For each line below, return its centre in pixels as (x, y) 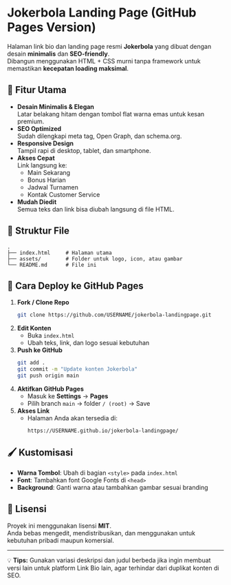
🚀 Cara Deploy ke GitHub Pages (76, 286)
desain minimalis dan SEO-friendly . (58, 54)
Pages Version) (52, 27)
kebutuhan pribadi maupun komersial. (61, 540)
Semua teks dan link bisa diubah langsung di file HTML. (96, 209)
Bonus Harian (47, 180)
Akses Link (33, 411)
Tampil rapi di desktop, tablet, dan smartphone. (84, 150)
